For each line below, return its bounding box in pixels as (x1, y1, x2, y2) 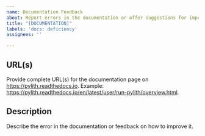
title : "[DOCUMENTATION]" (6, 20, 72, 26)
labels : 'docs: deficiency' (6, 26, 78, 32)
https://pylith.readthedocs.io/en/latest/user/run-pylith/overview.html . (6, 88, 179, 96)
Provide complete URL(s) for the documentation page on (6, 76, 149, 83)
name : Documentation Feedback (6, 9, 84, 15)
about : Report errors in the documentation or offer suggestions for (6, 15, 187, 21)
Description (6, 106, 52, 116)
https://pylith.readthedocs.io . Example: (6, 82, 104, 89)
